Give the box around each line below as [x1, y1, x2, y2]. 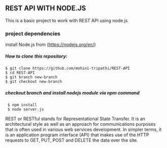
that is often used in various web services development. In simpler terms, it [5, 126, 162, 133]
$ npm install [7, 103, 37, 108]
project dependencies [5, 30, 61, 37]
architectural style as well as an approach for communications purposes [5, 121, 156, 127]
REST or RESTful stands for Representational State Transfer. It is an [5, 116, 146, 122]
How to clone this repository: [5, 53, 68, 59]
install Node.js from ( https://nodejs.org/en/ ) [5, 41, 96, 47]
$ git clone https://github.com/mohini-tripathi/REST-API [5, 66, 130, 71]
